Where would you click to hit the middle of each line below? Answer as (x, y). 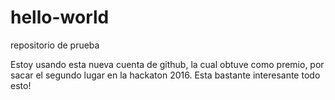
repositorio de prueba (55, 45)
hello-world (60, 17)
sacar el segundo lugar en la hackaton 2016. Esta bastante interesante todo (165, 75)
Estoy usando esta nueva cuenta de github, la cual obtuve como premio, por (167, 64)
